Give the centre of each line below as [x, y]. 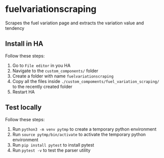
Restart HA [23, 92]
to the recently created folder [42, 86]
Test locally [23, 108]
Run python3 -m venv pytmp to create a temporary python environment [84, 129]
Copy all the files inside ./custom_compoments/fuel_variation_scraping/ [86, 81]
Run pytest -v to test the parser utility [51, 150]
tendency [15, 28]
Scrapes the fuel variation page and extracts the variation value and [75, 23]
